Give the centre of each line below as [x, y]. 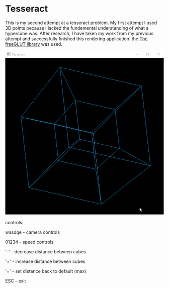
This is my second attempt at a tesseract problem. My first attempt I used [81, 23]
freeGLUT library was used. [34, 44]
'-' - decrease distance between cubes [46, 252]
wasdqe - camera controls [33, 232]
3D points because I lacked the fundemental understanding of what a [77, 28]
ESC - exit [16, 281]
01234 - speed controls [29, 242]
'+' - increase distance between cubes [45, 261]
